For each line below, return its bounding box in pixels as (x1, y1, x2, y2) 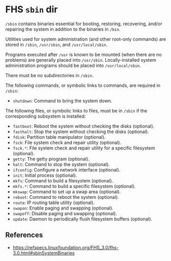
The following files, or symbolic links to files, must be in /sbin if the (5, 107, 147, 114)
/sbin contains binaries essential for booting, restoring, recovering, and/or (5, 21, 163, 27)
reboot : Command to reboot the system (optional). (12, 194, 119, 200)
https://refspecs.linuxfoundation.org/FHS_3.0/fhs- (12, 244, 119, 250)
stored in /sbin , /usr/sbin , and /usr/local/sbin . (5, 41, 108, 47)
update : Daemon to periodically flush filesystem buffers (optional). (12, 216, 153, 222)
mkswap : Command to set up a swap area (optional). (12, 189, 121, 195)
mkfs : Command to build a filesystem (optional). (12, 177, 113, 183)
